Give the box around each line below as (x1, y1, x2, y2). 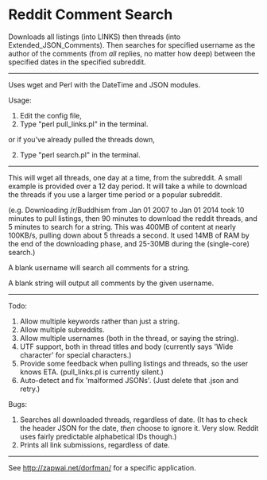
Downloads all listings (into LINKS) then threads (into (8, 32, 181, 41)
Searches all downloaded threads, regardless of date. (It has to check (19, 415, 248, 424)
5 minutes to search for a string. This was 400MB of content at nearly (8, 222, 237, 231)
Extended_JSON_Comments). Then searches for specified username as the (8, 40, 256, 49)
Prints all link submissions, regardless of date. (19, 439, 171, 450)
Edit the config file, (19, 110, 82, 120)
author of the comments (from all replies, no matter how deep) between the (8, 48, 256, 58)
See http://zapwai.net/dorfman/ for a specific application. (8, 463, 196, 472)
